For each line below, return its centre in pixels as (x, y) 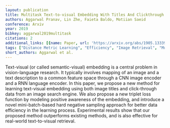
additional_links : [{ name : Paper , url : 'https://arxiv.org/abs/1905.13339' (87, 43)
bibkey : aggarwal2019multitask (38, 34)
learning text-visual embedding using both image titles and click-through (81, 88)
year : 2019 (17, 29)
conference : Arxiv (25, 24)
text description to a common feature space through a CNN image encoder (83, 78)
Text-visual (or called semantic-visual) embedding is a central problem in (81, 67)
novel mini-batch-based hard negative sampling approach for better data (81, 105)
